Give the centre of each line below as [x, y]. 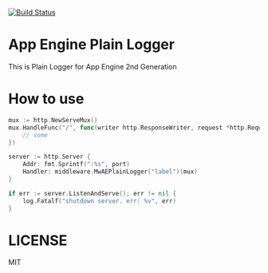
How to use [46, 99]
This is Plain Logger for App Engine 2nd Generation [93, 66]
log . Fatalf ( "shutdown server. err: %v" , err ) [100, 201]
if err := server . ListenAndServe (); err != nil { [93, 193]
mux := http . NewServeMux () [53, 120]
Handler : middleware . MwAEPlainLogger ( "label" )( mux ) [110, 172]
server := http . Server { [49, 157]
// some [35, 135]
